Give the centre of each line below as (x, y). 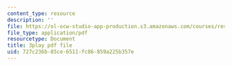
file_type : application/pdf (48, 33)
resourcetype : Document (41, 39)
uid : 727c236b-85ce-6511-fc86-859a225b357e (71, 52)
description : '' (30, 20)
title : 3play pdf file (40, 45)
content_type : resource (41, 13)
